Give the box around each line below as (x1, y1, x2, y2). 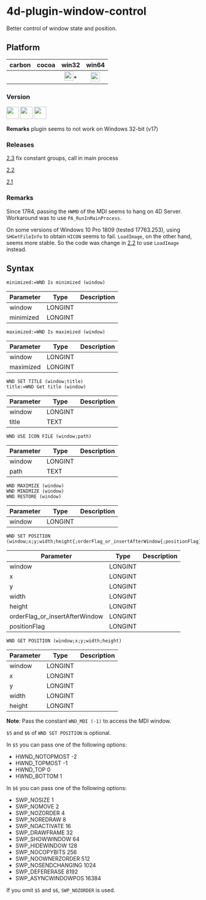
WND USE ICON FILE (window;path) (6, 433, 92, 440)
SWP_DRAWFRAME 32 (15, 829, 74, 836)
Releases (6, 140, 35, 149)
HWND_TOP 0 (15, 766, 51, 774)
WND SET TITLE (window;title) (6, 379, 84, 385)
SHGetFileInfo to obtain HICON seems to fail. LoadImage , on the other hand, (6, 232, 192, 240)
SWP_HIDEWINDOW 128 (15, 842, 78, 850)
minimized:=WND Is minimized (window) (6, 279, 105, 286)
